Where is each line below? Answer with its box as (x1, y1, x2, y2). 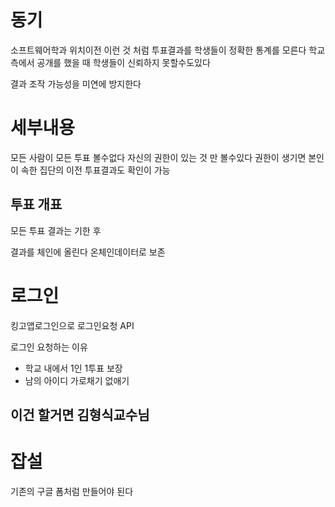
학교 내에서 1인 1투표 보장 (24, 362, 123, 374)
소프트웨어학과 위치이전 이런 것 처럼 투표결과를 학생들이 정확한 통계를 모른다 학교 (10, 44, 326, 56)
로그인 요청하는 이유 (10, 341, 88, 353)
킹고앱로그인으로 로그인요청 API (10, 319, 135, 331)
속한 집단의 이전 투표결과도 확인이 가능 (20, 164, 171, 176)
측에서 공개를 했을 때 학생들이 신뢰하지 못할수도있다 (10, 56, 211, 68)
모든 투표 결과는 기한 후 (10, 224, 102, 236)
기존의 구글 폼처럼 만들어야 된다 (10, 485, 134, 497)
